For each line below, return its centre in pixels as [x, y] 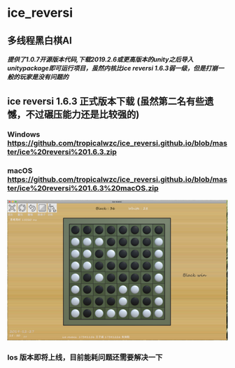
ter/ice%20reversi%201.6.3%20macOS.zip [83, 188]
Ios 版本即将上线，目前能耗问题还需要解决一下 [85, 357]
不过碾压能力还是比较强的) [83, 114]
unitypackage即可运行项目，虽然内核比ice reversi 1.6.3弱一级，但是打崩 [113, 69]
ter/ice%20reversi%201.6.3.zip [62, 152]
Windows [24, 134]
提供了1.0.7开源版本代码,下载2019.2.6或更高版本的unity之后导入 [100, 59]
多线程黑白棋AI [40, 40]
